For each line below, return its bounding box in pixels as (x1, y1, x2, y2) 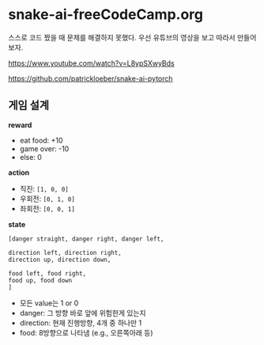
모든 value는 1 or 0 (19, 298, 79, 308)
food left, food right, (8, 269, 87, 278)
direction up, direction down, (8, 256, 111, 263)
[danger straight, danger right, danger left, (8, 235, 164, 243)
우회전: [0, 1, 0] (19, 194, 75, 203)
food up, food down (8, 276, 73, 284)
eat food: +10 (19, 135, 63, 145)
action (8, 168, 30, 177)
